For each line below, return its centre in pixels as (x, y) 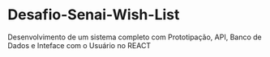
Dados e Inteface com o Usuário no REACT (79, 45)
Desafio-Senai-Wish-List (94, 15)
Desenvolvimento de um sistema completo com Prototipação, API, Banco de (135, 37)
